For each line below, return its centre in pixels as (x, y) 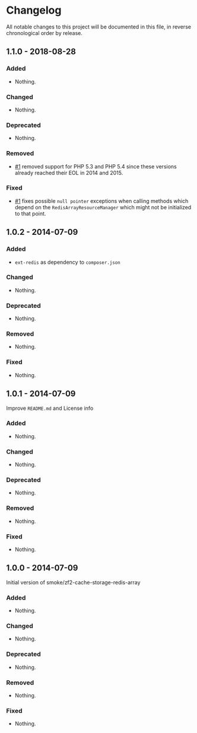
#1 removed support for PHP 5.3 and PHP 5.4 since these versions (96, 166)
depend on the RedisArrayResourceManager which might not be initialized (103, 207)
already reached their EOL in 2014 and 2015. (69, 173)
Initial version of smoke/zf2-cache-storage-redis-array (73, 582)
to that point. (30, 213)
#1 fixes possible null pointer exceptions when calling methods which (101, 201)
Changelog (34, 10)
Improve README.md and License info (50, 408)
